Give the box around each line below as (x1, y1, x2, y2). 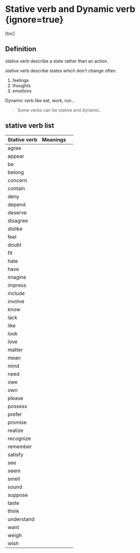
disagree (7, 217, 28, 224)
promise (7, 418, 27, 425)
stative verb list (5, 122, 55, 130)
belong (7, 169, 24, 176)
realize (7, 427, 23, 434)
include (7, 289, 25, 296)
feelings (12, 77, 29, 83)
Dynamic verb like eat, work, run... (5, 97, 75, 103)
